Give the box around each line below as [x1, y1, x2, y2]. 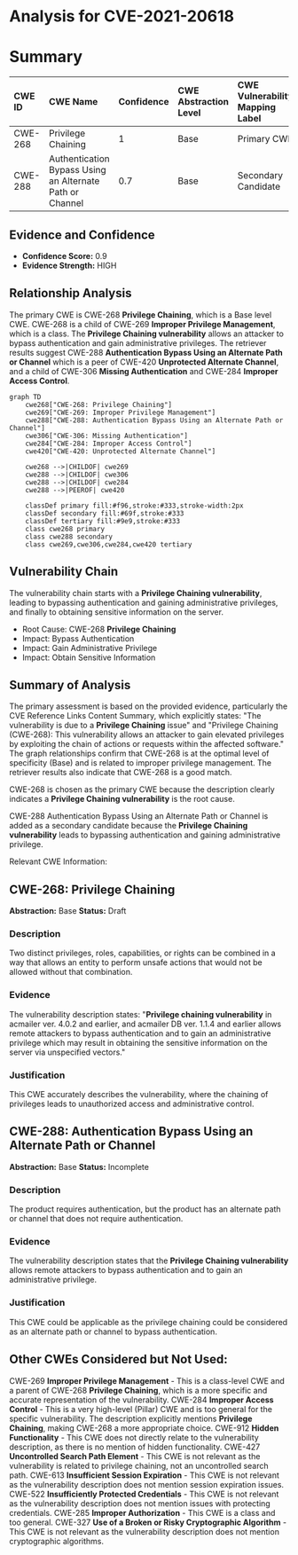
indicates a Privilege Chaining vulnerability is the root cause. [9, 794, 235, 805]
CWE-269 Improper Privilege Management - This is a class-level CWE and [9, 1375, 286, 1386]
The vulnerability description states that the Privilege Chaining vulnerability [9, 1255, 289, 1266]
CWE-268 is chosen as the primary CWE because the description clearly [9, 784, 275, 795]
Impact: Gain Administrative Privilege [21, 642, 158, 653]
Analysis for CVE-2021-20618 [9, 6, 235, 27]
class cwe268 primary [25, 524, 105, 533]
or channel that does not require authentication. [9, 1213, 184, 1224]
